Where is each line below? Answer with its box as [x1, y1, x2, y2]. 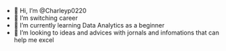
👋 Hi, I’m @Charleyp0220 [13, 7, 87, 14]
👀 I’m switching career [13, 14, 79, 22]
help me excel [13, 36, 54, 44]
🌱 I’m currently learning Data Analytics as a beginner [13, 21, 165, 29]
